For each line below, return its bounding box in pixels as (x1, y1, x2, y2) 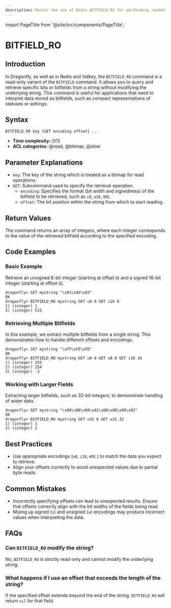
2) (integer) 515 (5, 308, 42, 313)
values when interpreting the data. (12, 514, 85, 520)
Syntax (5, 116, 28, 124)
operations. (12, 177, 37, 183)
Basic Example (5, 263, 42, 270)
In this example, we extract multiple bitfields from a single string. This (5, 331, 151, 338)
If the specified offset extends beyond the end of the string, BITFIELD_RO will (5, 592, 165, 598)
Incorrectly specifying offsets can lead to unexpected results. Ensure (12, 497, 158, 504)
